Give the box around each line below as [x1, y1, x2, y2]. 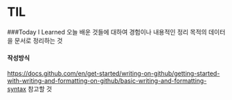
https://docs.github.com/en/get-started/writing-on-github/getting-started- [7, 70, 220, 78]
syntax [7, 85, 26, 93]
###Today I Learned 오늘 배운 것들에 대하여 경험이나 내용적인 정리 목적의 [7, 28, 207, 36]
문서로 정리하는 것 [14, 36, 63, 45]
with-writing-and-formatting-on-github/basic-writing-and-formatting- [7, 77, 207, 85]
